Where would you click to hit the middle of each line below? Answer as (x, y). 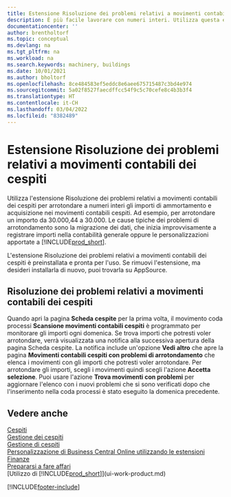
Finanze (18, 459)
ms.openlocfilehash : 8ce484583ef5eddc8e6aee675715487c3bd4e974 (100, 84)
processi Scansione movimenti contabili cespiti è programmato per (104, 326)
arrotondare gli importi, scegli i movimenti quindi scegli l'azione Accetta (109, 370)
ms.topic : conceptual (38, 39)
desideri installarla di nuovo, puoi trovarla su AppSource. (87, 269)
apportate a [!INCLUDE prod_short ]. (57, 242)
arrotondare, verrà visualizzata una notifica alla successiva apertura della (111, 340)
